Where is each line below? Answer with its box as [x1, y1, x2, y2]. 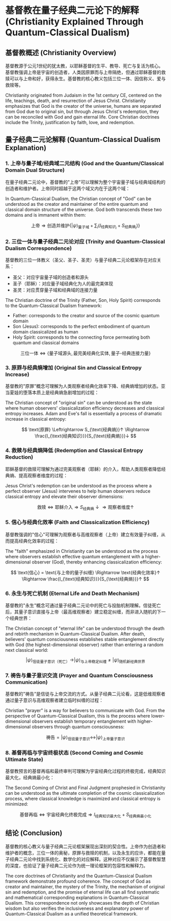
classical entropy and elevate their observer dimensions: [5, 493, 124, 500]
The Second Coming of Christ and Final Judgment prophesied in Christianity [5, 785, 165, 791]
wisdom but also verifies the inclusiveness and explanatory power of [5, 905, 149, 911]
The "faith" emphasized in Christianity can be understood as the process [5, 548, 158, 554]
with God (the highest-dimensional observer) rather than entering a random [5, 642, 164, 648]
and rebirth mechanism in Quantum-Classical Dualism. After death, [5, 631, 146, 637]
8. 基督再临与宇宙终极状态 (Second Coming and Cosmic [5, 749, 144, 756]
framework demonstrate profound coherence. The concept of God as [5, 878, 151, 884]
